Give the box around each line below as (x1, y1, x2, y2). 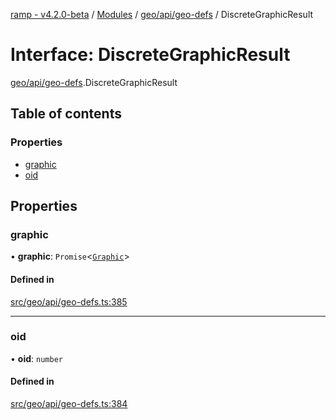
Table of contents (10, 105, 122, 123)
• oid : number (10, 352, 63, 364)
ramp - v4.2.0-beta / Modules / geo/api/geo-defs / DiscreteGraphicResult (10, 9, 314, 20)
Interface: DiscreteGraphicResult (10, 44, 291, 66)
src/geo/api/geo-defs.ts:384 (10, 398, 128, 410)
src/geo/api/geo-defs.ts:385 (10, 295, 128, 308)
